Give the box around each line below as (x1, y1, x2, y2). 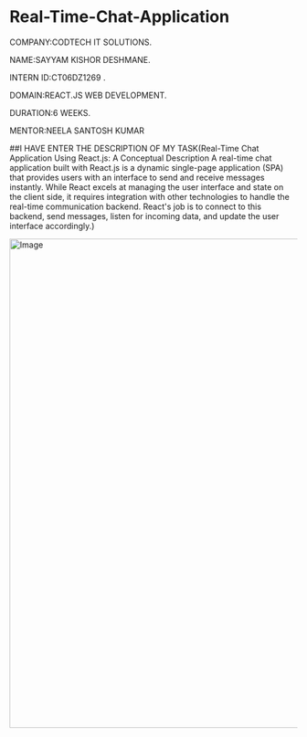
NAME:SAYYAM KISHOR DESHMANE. (9, 54, 151, 65)
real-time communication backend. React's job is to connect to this (9, 201, 262, 212)
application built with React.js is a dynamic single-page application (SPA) (9, 162, 284, 173)
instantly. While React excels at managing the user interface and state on (9, 181, 284, 193)
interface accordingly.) (9, 220, 95, 231)
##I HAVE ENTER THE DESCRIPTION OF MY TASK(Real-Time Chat (9, 142, 259, 153)
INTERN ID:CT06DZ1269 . (9, 71, 106, 83)
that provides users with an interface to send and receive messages (9, 172, 265, 183)
